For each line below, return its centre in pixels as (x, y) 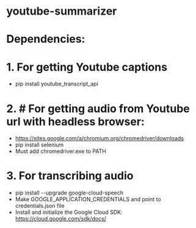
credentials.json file (40, 206)
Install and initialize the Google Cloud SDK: (69, 212)
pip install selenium (39, 145)
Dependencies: (46, 39)
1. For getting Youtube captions (87, 67)
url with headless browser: (75, 122)
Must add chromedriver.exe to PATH (61, 151)
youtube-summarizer (62, 11)
